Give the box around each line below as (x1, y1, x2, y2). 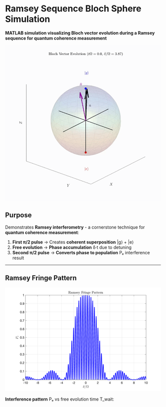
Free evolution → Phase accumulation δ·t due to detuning (12, 244, 132, 250)
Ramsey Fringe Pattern (5, 274, 77, 283)
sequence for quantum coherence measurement (5, 35, 107, 41)
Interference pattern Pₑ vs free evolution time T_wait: (5, 396, 115, 402)
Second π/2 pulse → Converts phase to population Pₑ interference (12, 249, 150, 255)
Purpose (5, 211, 32, 220)
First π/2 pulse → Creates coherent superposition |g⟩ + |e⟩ (12, 239, 134, 245)
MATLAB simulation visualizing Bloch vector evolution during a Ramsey (5, 30, 155, 36)
